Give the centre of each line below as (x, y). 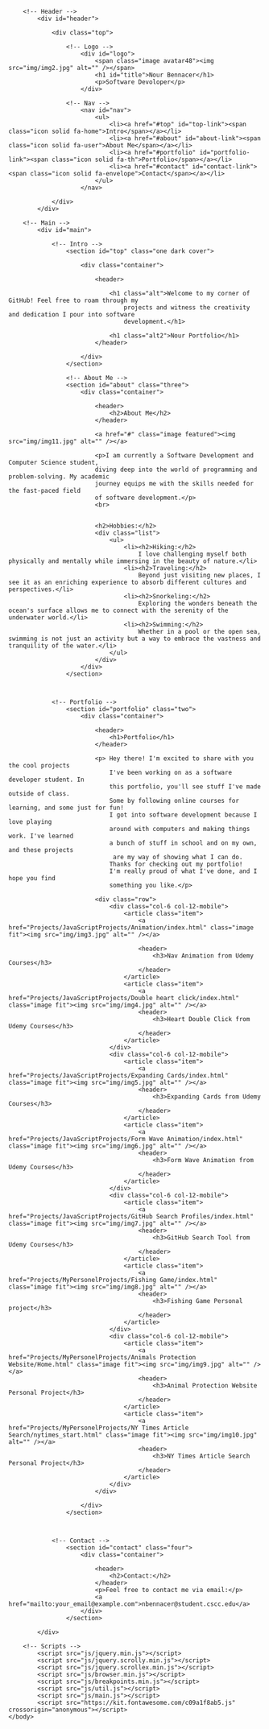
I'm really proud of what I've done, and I (183, 871)
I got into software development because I (183, 815)
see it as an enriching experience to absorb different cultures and (128, 582)
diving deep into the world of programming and (176, 469)
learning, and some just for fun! (66, 808)
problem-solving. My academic (59, 477)
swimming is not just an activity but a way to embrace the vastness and (135, 639)
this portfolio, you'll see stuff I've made (185, 787)
